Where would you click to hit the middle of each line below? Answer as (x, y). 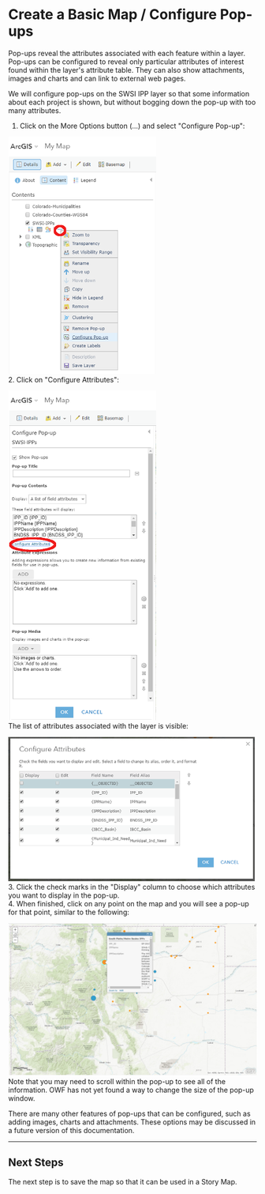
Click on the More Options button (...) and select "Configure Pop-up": (132, 126)
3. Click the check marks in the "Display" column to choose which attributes (132, 887)
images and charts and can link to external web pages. (97, 78)
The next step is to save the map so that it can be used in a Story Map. (123, 1181)
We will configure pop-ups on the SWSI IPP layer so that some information (129, 93)
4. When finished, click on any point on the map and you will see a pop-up (129, 903)
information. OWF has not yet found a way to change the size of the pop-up (131, 1090)
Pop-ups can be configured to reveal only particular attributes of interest (126, 62)
